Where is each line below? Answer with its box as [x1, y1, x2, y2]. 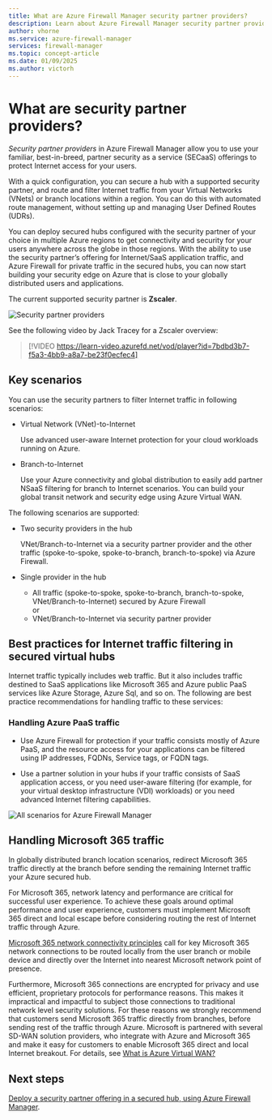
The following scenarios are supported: [8, 507, 140, 517]
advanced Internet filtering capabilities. [19, 794, 151, 804]
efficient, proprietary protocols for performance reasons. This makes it [8, 988, 244, 998]
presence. [8, 964, 42, 973]
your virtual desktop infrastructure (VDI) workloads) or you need [19, 785, 235, 795]
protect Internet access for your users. [8, 160, 138, 170]
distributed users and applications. [8, 278, 124, 288]
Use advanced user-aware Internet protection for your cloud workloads [19, 434, 259, 444]
